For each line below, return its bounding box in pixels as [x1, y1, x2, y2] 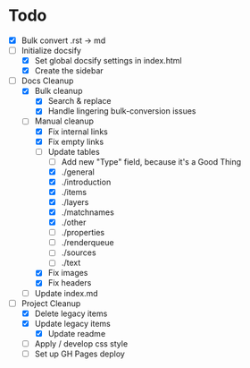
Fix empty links [47, 136, 104, 147]
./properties [61, 227, 105, 238]
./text [61, 257, 81, 269]
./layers [61, 196, 89, 207]
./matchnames [61, 207, 115, 218]
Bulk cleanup [34, 86, 83, 97]
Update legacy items [34, 318, 111, 329]
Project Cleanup [21, 297, 81, 309]
